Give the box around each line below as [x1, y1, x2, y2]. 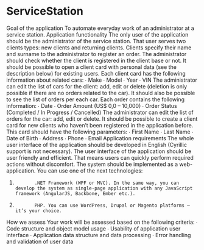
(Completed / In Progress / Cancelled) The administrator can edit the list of [6, 109, 194, 116]
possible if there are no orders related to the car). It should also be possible [6, 89, 195, 96]
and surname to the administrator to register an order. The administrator [6, 50, 187, 57]
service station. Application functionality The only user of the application [6, 30, 189, 38]
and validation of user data [6, 238, 74, 245]
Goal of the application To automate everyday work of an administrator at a [6, 24, 195, 32]
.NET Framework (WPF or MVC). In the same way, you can [34, 180, 180, 186]
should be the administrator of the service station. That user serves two [6, 37, 186, 45]
